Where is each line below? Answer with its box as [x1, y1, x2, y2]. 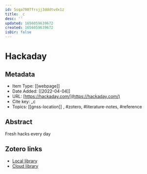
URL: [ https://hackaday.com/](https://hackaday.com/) [12, 94, 121, 99]
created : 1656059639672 [5, 25, 54, 30]
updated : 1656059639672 [5, 20, 54, 26]
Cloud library [12, 163, 39, 169]
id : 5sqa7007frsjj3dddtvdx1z [5, 7, 64, 12]
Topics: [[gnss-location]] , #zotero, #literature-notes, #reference [12, 104, 143, 110]
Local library [12, 158, 38, 164]
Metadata [5, 70, 35, 78]
